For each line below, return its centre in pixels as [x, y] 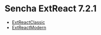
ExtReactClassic [28, 22]
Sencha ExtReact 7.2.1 [51, 9]
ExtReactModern [29, 27]
